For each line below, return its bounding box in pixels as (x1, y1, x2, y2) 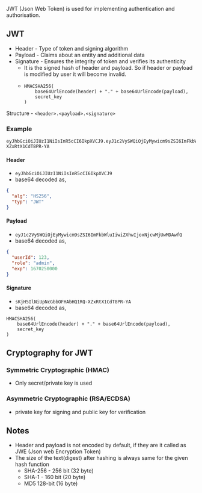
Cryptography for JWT (6, 347, 93, 358)
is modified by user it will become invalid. (23, 70, 126, 78)
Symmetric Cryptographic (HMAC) (6, 365, 109, 374)
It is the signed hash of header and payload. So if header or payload (23, 64, 193, 71)
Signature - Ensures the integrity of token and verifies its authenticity (14, 57, 186, 65)
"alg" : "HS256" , (11, 193, 52, 199)
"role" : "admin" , (11, 260, 55, 266)
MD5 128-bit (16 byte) (23, 480, 78, 487)
